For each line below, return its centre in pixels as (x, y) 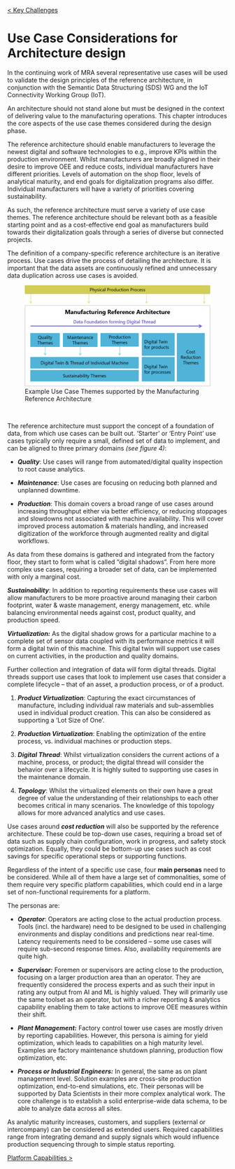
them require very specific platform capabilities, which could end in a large (115, 885)
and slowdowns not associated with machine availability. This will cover (120, 519)
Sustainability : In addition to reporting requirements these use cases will (113, 590)
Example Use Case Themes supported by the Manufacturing (112, 392)
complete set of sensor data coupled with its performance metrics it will (111, 641)
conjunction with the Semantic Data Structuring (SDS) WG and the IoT (108, 87)
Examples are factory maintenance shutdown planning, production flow (120, 1050)
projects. (20, 239)
